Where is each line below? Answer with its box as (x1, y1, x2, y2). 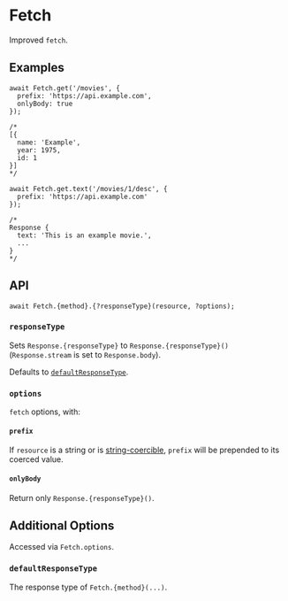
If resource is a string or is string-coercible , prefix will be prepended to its (9, 444, 280, 456)
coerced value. (9, 454, 64, 465)
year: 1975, (17, 145, 62, 155)
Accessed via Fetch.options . (9, 542, 115, 552)
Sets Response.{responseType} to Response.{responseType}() (9, 340, 230, 351)
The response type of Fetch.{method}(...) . (9, 582, 168, 592)
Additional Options (9, 518, 115, 533)
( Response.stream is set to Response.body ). (9, 349, 162, 359)
